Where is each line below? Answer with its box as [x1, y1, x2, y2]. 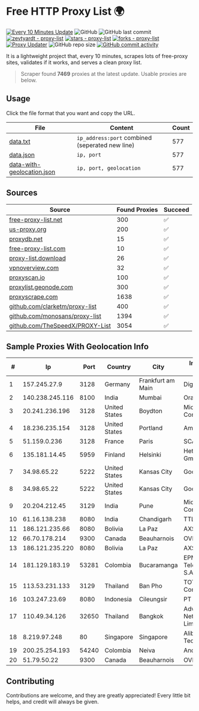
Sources [6, 188, 38, 198]
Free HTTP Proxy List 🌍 [6, 5, 125, 18]
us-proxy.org [9, 225, 47, 233]
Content [110, 123, 134, 132]
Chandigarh [139, 515, 172, 524]
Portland [139, 424, 163, 432]
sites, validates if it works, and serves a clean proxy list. [6, 59, 142, 66]
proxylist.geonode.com [9, 283, 73, 291]
